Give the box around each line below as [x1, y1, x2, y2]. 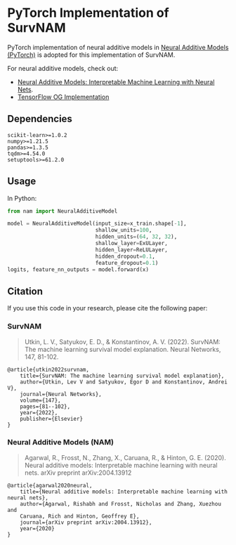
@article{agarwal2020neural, [7, 482, 93, 489]
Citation [7, 285, 44, 297]
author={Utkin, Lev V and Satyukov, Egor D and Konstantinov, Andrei [20, 378, 228, 386]
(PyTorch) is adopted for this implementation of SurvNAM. [7, 51, 176, 59]
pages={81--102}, [20, 402, 71, 410]
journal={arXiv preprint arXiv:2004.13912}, [20, 518, 152, 526]
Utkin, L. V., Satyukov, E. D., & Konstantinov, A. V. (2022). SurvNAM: [24, 337, 221, 346]
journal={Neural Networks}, [20, 390, 102, 398]
